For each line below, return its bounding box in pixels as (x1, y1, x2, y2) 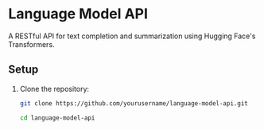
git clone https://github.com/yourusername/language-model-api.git (19, 99, 248, 108)
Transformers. (8, 39, 55, 49)
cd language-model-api (19, 113, 95, 122)
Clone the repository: (19, 84, 90, 93)
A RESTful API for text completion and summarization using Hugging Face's (8, 31, 256, 41)
